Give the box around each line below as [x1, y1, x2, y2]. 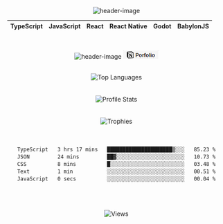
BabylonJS [177, 21, 209, 30]
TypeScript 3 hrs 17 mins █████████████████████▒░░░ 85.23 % [17, 146, 216, 153]
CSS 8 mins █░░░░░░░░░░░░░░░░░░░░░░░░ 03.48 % [17, 160, 216, 167]
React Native [109, 21, 148, 30]
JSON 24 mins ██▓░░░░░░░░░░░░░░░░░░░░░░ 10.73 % [17, 153, 216, 160]
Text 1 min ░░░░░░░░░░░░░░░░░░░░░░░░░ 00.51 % [17, 168, 216, 175]
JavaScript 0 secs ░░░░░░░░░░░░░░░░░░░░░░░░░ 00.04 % [17, 175, 216, 183]
